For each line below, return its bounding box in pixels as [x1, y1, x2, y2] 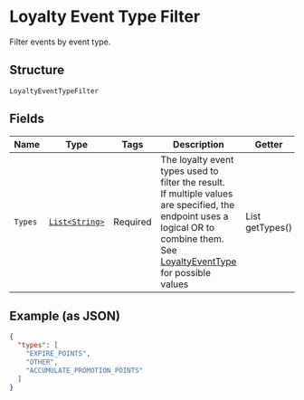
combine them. [160, 233, 224, 245]
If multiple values [160, 187, 233, 200]
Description [173, 138, 224, 150]
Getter [254, 138, 283, 150]
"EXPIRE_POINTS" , [25, 349, 91, 358]
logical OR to [160, 221, 215, 233]
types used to [160, 165, 219, 177]
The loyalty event [160, 153, 234, 166]
